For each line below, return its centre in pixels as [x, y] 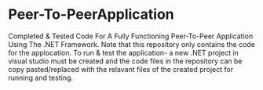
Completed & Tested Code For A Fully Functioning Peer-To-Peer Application [131, 36]
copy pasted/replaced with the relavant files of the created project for [121, 69]
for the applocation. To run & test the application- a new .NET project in [124, 52]
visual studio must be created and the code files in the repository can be [125, 61]
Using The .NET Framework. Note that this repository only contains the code [131, 44]
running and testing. [40, 77]
